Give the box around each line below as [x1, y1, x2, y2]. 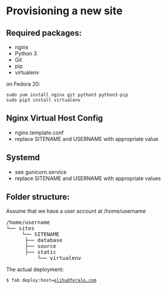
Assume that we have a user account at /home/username [6, 208, 146, 215]
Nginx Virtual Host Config [6, 113, 104, 123]
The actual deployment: [6, 266, 64, 273]
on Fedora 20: [6, 80, 40, 87]
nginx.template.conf [14, 129, 64, 136]
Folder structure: [6, 192, 70, 202]
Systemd [6, 153, 40, 163]
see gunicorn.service [14, 168, 67, 175]
